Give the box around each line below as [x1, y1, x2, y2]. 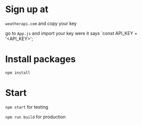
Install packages [5, 53, 76, 65]
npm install [5, 70, 30, 75]
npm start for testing [5, 104, 49, 110]
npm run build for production [5, 113, 66, 120]
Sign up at [5, 4, 49, 15]
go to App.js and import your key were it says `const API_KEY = [5, 30, 137, 36]
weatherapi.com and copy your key [5, 20, 77, 26]
